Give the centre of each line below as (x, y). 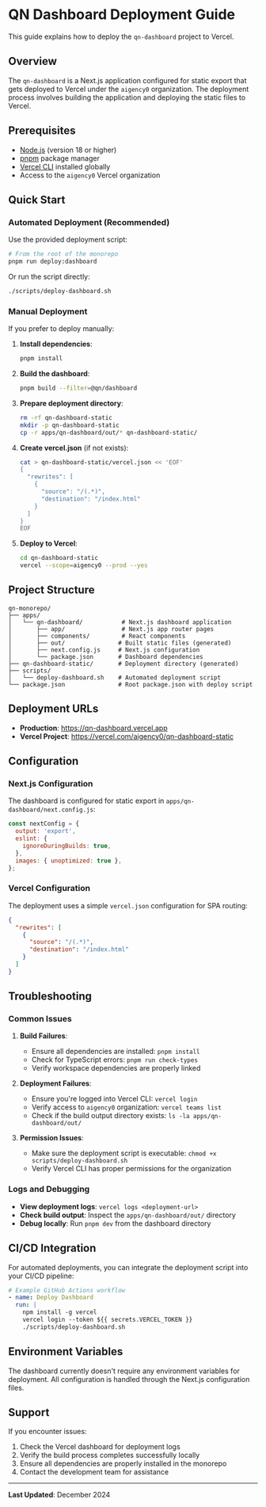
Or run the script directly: (49, 276)
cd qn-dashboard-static (59, 558)
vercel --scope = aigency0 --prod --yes (84, 565)
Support (29, 1412)
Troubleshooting (50, 997)
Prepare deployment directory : (72, 403)
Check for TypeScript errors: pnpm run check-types (114, 1060)
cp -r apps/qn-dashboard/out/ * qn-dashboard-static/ (108, 432)
